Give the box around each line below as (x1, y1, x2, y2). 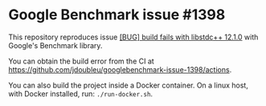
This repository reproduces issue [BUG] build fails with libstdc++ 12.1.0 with (8, 32, 259, 42)
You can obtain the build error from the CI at (8, 56, 154, 66)
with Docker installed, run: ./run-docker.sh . (8, 88, 153, 98)
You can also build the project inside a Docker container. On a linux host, (8, 80, 249, 90)
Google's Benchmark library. (8, 40, 103, 50)
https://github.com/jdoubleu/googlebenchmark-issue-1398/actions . (8, 64, 232, 74)
